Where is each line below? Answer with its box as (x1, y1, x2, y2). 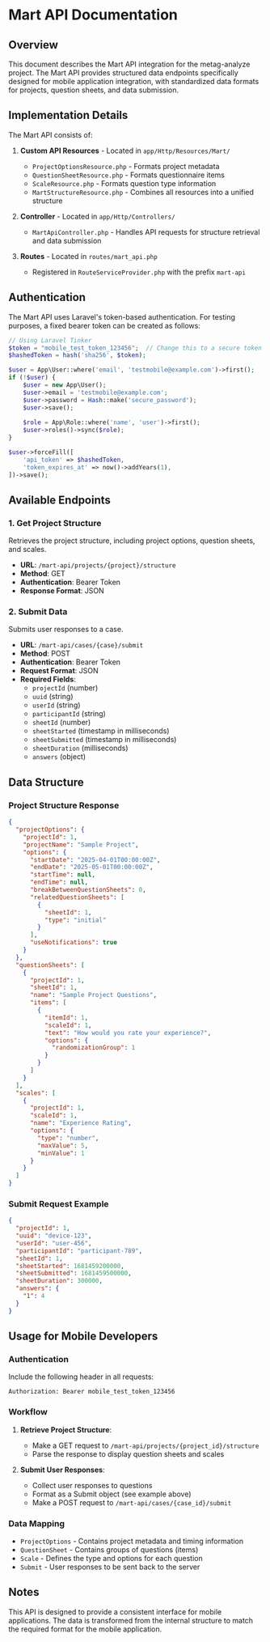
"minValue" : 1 (37, 1149, 85, 1157)
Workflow (8, 1407, 49, 1418)
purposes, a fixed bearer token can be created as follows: (8, 320, 200, 330)
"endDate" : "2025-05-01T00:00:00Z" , (29, 863, 154, 872)
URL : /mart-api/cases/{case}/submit (19, 640, 144, 650)
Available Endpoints (8, 493, 112, 507)
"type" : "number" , (37, 1134, 99, 1142)
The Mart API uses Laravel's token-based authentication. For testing (8, 312, 236, 321)
